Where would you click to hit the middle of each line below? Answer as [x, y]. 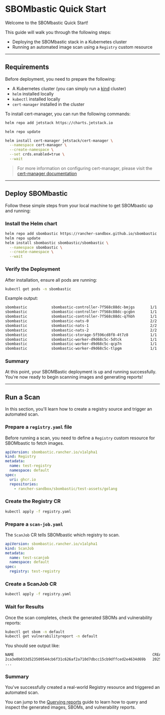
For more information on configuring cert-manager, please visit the [85, 168]
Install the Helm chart [31, 224]
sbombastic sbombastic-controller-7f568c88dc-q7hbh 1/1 [81, 317]
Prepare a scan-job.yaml [34, 524]
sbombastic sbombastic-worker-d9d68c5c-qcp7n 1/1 [81, 344]
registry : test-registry [35, 571]
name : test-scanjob [29, 557]
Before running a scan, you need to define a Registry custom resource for [80, 438]
